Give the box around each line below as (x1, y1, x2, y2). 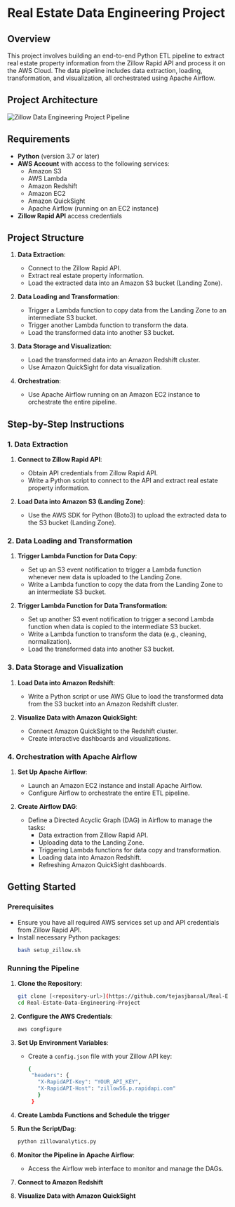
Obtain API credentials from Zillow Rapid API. (27, 469, 159, 477)
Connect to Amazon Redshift (17, 1178, 104, 1186)
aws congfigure (17, 1025, 62, 1033)
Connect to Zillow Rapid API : (17, 455, 102, 464)
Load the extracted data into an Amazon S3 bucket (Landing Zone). (27, 279, 223, 287)
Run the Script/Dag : (17, 1124, 76, 1133)
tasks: (27, 824, 46, 832)
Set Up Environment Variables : (17, 1038, 109, 1047)
